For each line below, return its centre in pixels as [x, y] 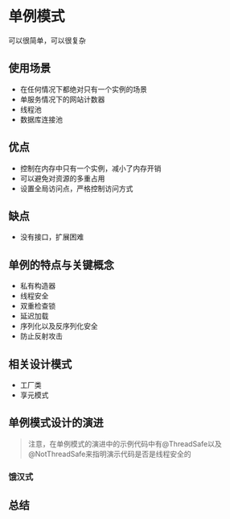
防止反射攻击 [41, 336]
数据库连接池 [41, 119]
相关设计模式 [40, 364]
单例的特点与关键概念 [61, 265]
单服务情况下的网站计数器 [62, 99]
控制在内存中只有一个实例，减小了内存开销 [90, 168]
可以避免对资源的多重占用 [62, 178]
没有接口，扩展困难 [52, 237]
